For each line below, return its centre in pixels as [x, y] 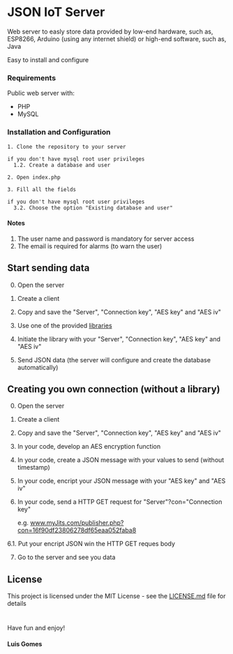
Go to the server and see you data [66, 557]
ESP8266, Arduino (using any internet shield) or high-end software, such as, [117, 38]
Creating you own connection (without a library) [114, 389]
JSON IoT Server [56, 12]
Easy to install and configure [48, 59]
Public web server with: [41, 93]
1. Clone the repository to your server [67, 147]
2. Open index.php [34, 177]
